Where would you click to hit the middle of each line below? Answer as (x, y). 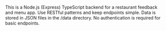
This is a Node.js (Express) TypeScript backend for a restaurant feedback (81, 7)
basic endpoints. (22, 23)
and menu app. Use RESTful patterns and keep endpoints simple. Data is (80, 12)
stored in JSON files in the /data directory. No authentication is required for (83, 18)
